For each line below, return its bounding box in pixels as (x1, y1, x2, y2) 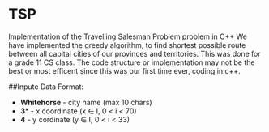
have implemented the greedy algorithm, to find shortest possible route (8, 40, 246, 49)
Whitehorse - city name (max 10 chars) (19, 97, 152, 107)
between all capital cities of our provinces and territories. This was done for (8, 49, 261, 58)
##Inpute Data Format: (8, 82, 83, 92)
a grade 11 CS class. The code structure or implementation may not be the (8, 57, 255, 67)
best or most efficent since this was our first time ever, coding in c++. (8, 66, 241, 75)
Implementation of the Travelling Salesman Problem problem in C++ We (8, 32, 247, 41)
